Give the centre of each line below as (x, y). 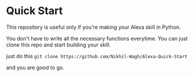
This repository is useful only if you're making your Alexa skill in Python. (93, 27)
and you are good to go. (35, 67)
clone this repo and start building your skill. (58, 45)
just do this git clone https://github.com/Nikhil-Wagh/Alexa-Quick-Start (97, 56)
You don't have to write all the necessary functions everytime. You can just (97, 38)
